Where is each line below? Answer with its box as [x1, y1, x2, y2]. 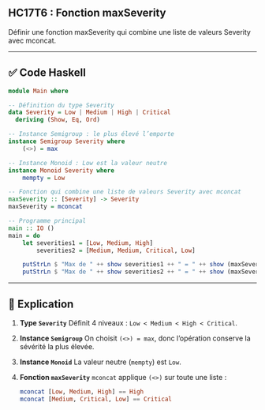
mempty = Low [22, 174, 65, 182]
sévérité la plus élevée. [19, 341, 95, 351]
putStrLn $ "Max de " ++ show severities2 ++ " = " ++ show [22, 268, 224, 276]
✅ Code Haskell [8, 66, 87, 80]
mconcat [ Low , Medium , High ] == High [19, 387, 144, 396]
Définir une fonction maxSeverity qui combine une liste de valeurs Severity [8, 27, 251, 36]
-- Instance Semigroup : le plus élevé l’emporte [8, 130, 175, 138]
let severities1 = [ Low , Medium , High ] [22, 239, 154, 247]
